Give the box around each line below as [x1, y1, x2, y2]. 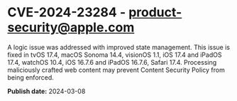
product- [128, 4, 182, 21]
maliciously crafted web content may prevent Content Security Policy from [7, 65, 225, 74]
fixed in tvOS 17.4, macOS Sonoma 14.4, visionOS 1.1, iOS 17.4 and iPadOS [7, 51, 222, 59]
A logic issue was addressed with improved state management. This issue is [7, 43, 231, 51]
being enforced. [7, 73, 55, 82]
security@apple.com [7, 19, 135, 36]
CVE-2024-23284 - [7, 4, 126, 21]
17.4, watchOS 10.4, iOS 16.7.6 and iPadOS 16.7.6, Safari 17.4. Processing [7, 58, 217, 66]
